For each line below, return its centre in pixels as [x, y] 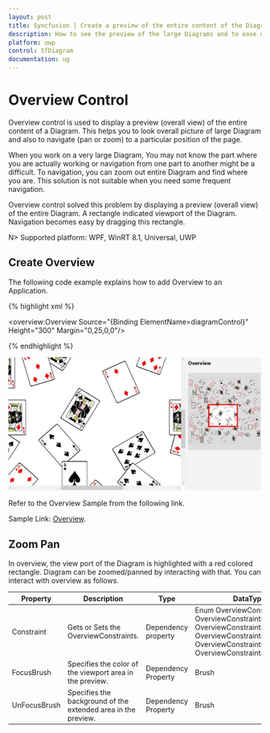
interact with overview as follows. [63, 581]
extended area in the [101, 709]
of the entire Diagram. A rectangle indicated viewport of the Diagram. [123, 213]
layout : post [30, 17]
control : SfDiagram [41, 51]
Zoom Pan [34, 544]
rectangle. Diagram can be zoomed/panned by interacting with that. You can [135, 572]
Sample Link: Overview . [47, 519]
